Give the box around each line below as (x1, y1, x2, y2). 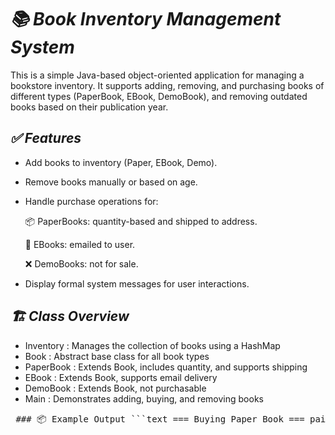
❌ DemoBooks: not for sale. (24, 257, 139, 270)
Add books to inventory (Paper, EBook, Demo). (24, 156, 218, 168)
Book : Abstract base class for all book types (24, 350, 210, 362)
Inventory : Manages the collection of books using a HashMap (24, 339, 281, 351)
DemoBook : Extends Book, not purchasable (24, 382, 207, 394)
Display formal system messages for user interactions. (24, 277, 250, 290)
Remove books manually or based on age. (24, 176, 198, 188)
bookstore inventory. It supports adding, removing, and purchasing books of (10, 79, 325, 91)
